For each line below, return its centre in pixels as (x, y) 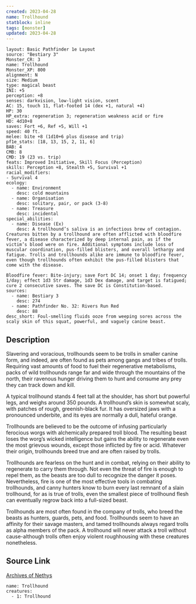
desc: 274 (29, 301)
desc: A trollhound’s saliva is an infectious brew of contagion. (99, 230)
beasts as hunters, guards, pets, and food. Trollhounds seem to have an (93, 518)
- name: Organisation (38, 198)
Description (28, 340)
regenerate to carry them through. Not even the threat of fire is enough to (94, 469)
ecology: (17, 183)
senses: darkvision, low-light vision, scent (62, 101)
